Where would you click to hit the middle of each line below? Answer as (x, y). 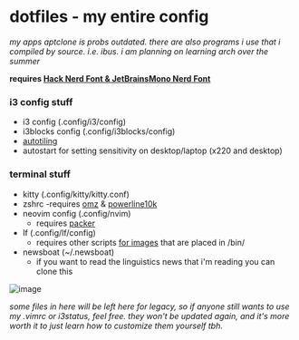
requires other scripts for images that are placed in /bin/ (140, 242)
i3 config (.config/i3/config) (74, 122)
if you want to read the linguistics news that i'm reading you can (155, 261)
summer (25, 61)
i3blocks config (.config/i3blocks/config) (99, 131)
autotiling (40, 141)
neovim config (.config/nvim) (77, 213)
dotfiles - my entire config (109, 17)
